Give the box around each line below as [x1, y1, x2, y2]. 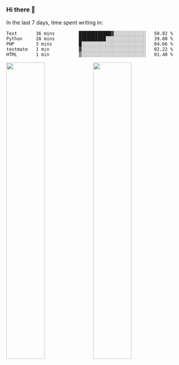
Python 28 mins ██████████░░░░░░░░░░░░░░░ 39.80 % [6, 36, 173, 42]
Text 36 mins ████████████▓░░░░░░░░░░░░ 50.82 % [6, 31, 173, 37]
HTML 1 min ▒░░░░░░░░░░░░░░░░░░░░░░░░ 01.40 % [6, 52, 173, 58]
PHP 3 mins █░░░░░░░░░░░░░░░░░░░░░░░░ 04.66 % [6, 41, 173, 47]
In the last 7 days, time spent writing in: [6, 19, 103, 26]
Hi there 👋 [6, 5, 36, 14]
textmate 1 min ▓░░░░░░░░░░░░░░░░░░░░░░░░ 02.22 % [6, 46, 173, 53]
